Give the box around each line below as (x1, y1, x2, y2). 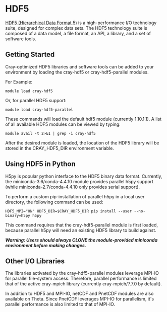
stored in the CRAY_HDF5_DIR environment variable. (5, 145, 115, 151)
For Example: (5, 79, 33, 85)
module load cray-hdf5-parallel (5, 107, 73, 112)
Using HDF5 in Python (5, 160, 76, 169)
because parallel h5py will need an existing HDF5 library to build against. (5, 227, 156, 233)
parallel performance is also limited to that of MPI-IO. (5, 301, 115, 307)
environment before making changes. (5, 242, 87, 248)
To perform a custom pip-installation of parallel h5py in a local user (5, 193, 145, 199)
